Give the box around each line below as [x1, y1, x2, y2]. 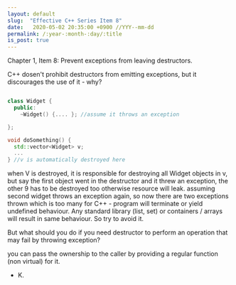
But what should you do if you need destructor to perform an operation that [7, 228, 228, 237]
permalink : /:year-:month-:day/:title [7, 30, 122, 38]
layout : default [7, 10, 55, 18]
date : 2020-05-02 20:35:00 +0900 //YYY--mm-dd [7, 23, 154, 31]
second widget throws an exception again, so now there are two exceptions [7, 192, 229, 200]
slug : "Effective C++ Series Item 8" [7, 17, 122, 24]
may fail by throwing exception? [7, 236, 101, 244]
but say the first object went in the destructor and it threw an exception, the [7, 177, 229, 185]
